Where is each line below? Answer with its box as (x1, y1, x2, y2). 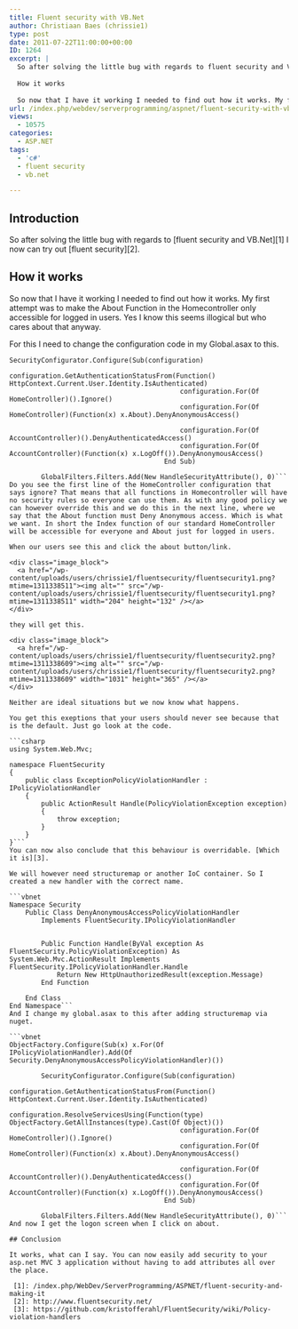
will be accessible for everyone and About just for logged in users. (9, 526, 276, 536)
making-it (9, 1289, 46, 1298)
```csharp (9, 737, 46, 746)
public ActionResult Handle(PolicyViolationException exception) (41, 799, 288, 808)
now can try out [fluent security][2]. (9, 244, 140, 254)
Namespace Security (9, 900, 82, 909)
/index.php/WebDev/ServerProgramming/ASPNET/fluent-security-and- (32, 1281, 284, 1290)
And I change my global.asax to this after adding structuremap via (9, 1009, 268, 1018)
